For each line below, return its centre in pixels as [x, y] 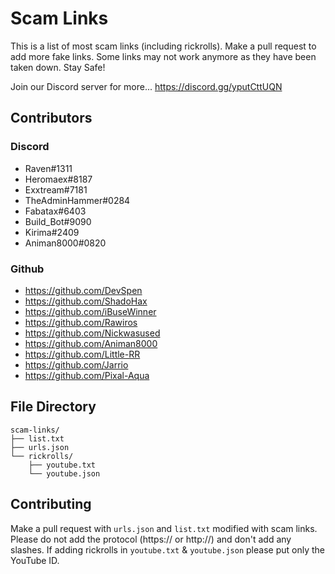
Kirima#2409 [52, 232]
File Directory [53, 407]
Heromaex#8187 [58, 179]
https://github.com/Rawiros [81, 322]
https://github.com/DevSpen [83, 290]
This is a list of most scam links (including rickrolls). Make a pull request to [163, 46]
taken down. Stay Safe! [58, 67]
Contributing [51, 504]
